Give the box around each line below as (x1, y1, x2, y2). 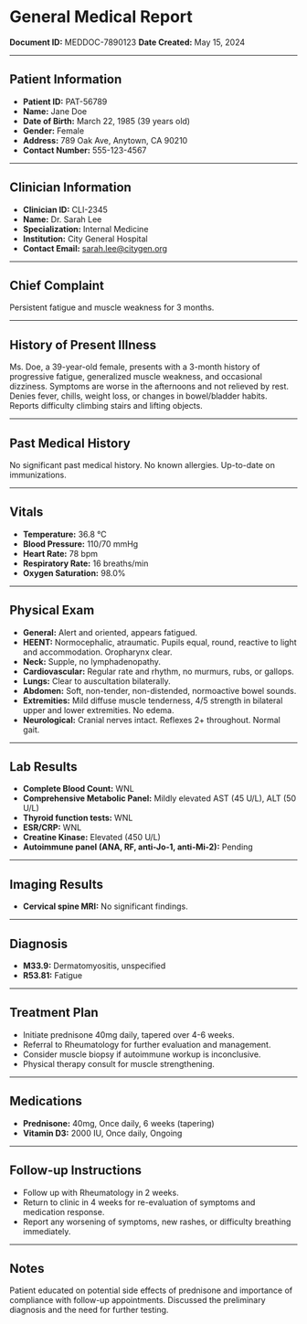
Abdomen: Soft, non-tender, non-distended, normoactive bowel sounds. (22, 685, 297, 696)
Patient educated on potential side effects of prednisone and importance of (9, 1285, 293, 1296)
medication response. (22, 1206, 105, 1217)
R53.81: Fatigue (22, 970, 83, 981)
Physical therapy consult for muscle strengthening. (22, 1058, 215, 1069)
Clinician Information (9, 180, 132, 196)
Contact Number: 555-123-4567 (22, 144, 147, 155)
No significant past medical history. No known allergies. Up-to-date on (9, 460, 276, 470)
